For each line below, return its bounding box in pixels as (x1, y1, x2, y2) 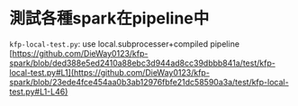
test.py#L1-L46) (9, 86, 68, 97)
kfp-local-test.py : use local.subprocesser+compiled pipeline (9, 38, 240, 49)
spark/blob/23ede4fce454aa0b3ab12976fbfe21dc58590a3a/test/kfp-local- (9, 76, 290, 87)
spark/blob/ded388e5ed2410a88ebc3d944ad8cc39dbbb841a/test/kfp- (9, 57, 276, 68)
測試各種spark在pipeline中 (9, 8, 210, 29)
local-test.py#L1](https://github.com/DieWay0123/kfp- (9, 66, 210, 77)
